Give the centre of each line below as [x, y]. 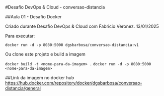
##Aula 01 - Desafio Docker [34, 17]
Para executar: [20, 36]
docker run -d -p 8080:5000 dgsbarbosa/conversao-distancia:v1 [72, 45]
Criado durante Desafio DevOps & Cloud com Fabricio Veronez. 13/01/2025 [82, 26]
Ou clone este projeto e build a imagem [45, 54]
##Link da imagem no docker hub [40, 78]
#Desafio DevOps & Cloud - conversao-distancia [55, 7]
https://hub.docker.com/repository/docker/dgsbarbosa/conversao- [74, 83]
